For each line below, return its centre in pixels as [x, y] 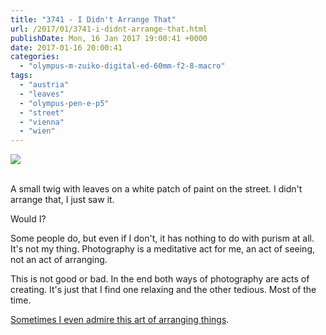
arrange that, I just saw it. [62, 200]
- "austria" [44, 85]
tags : [21, 76]
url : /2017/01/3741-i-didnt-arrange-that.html [109, 29]
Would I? [28, 219]
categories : [35, 57]
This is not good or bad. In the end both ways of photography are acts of [160, 279]
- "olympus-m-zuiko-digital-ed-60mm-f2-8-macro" [122, 66]
